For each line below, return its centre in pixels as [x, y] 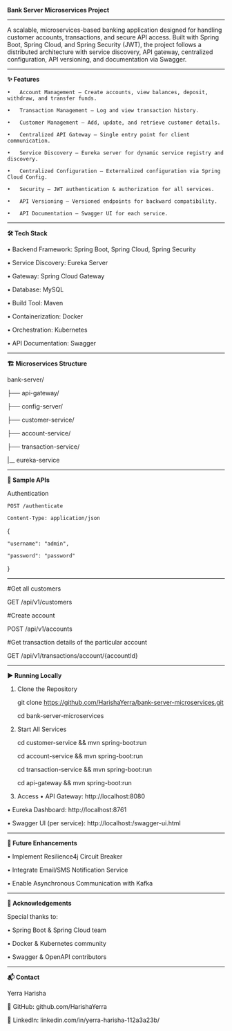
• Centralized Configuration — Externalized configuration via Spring [114, 171]
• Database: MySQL [36, 289]
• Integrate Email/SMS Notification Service [68, 870]
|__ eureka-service [33, 460]
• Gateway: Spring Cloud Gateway [56, 276]
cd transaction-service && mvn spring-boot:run [84, 769]
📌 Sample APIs [29, 480]
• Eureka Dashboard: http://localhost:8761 [67, 810]
